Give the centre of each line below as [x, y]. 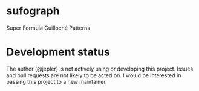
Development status [58, 52]
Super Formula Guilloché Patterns [48, 28]
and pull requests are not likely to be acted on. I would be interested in [94, 75]
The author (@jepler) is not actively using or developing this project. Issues [100, 69]
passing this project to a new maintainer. [57, 81]
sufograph [33, 11]
